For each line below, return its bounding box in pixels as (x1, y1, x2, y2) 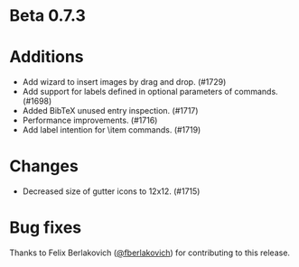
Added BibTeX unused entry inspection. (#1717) (22, 106, 199, 116)
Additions (9, 47, 84, 68)
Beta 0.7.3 (9, 5, 86, 26)
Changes (9, 156, 79, 177)
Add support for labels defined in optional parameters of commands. (22, 87, 278, 97)
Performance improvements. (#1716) (22, 115, 158, 126)
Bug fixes (9, 217, 82, 238)
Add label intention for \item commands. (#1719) (22, 124, 201, 135)
